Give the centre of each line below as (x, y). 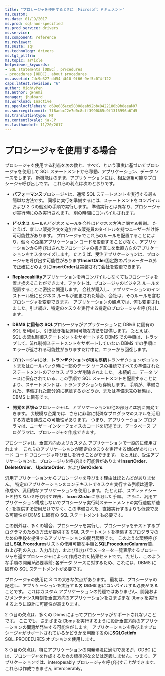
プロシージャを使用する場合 (61, 151)
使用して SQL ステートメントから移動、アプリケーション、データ (88, 172)
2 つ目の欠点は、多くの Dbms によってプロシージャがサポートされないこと (81, 615)
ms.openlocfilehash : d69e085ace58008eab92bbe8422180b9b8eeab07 (71, 106)
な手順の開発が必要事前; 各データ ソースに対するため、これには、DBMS (78, 563)
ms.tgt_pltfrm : (21, 56)
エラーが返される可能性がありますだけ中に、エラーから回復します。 (81, 350)
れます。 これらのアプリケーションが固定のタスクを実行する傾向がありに (79, 449)
